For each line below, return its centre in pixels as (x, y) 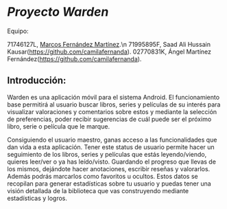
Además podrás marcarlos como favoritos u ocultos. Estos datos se (103, 176)
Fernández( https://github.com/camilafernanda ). (74, 58)
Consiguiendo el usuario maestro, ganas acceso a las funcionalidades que (112, 140)
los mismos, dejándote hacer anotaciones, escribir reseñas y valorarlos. (109, 168)
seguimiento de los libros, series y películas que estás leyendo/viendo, (107, 154)
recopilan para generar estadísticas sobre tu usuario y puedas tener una (109, 184)
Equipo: (18, 31)
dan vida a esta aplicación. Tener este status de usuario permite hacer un (111, 147)
